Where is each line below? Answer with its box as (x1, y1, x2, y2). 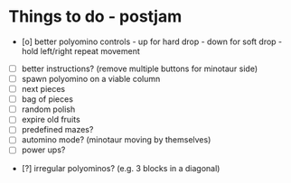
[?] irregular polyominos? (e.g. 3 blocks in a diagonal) (21, 162, 221, 173)
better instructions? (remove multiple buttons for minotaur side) (21, 63, 258, 74)
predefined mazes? (21, 124, 94, 135)
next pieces (21, 84, 66, 95)
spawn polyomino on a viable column (21, 74, 161, 84)
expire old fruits (21, 114, 80, 125)
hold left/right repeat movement (21, 45, 141, 56)
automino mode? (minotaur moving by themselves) (21, 134, 211, 145)
